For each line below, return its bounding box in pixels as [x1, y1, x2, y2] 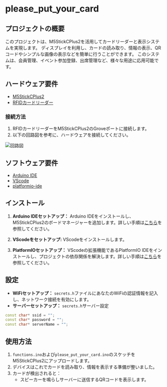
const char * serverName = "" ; [5, 322, 69, 327]
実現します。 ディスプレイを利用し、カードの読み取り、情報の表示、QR [14, 45, 161, 51]
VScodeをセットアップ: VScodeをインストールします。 [12, 236, 127, 242]
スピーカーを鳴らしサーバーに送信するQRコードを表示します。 [20, 376, 149, 382]
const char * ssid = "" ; [5, 313, 55, 318]
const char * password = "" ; [5, 317, 64, 322]
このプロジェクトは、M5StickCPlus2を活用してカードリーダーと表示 [5, 39, 146, 44]
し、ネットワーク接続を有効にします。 [12, 296, 92, 302]
